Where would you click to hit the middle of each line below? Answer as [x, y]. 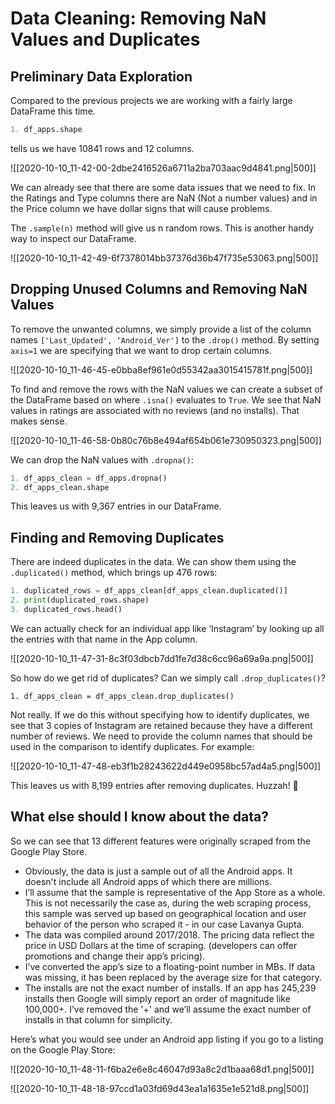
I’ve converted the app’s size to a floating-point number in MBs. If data [170, 966]
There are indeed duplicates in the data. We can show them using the [153, 562]
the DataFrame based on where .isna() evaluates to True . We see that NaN [166, 399]
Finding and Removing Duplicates [117, 537]
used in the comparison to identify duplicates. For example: [132, 746]
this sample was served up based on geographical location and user [165, 913]
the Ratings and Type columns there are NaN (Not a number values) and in [164, 198]
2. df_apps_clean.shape [60, 487]
